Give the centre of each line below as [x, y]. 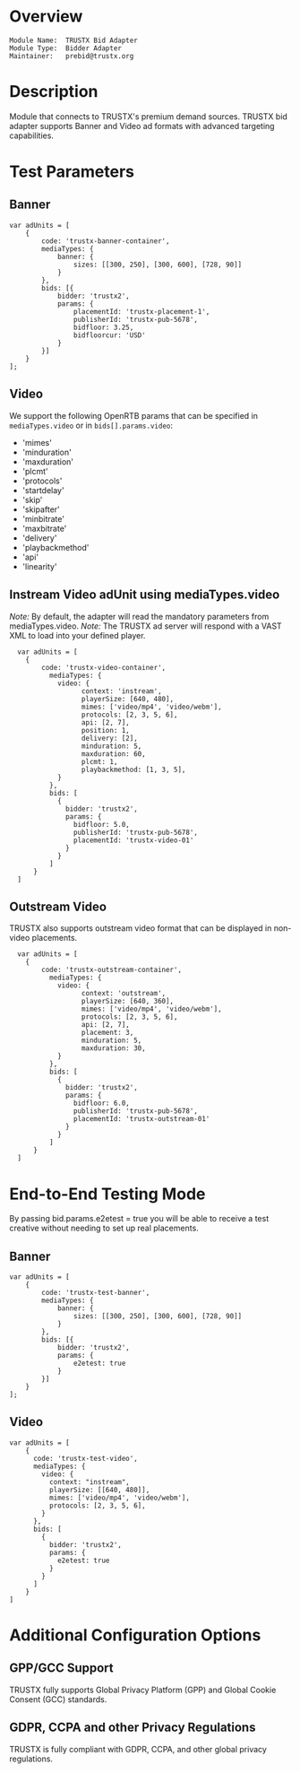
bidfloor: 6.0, [101, 1104]
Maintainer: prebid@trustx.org [72, 56]
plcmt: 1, [99, 761]
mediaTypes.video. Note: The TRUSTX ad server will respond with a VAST [146, 626]
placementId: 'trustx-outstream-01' [141, 1119]
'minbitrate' [43, 518]
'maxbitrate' [44, 528]
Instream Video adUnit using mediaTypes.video [145, 595]
